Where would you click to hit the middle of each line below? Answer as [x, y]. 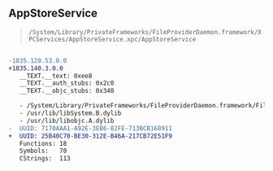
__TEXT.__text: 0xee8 [56, 76]
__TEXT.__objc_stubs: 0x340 [67, 91]
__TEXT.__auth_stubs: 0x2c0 [67, 83]
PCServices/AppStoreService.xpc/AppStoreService [112, 39]
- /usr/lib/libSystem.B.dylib [70, 113]
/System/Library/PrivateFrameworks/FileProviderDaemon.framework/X [145, 32]
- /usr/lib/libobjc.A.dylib [67, 121]
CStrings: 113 [45, 159]
